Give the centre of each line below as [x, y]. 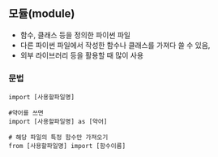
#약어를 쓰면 [26, 113]
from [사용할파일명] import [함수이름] [67, 146]
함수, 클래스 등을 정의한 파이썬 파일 [75, 35]
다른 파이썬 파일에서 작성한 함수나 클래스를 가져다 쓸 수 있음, [115, 45]
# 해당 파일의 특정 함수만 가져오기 [58, 137]
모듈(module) [42, 14]
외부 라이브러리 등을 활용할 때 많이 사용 [82, 55]
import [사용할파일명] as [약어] [58, 122]
